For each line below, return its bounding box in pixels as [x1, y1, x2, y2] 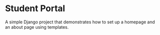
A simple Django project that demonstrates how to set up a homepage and [5, 19, 155, 25]
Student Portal [5, 3, 65, 14]
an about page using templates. [5, 24, 69, 30]
